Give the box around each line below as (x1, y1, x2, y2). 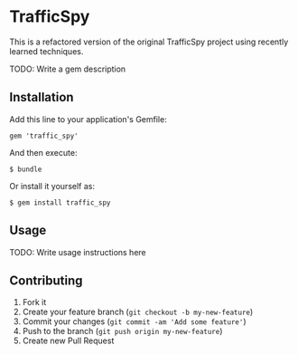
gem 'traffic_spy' (9, 131, 79, 140)
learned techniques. (9, 45, 84, 56)
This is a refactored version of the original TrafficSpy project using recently (9, 36, 289, 47)
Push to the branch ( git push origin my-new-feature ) (22, 326, 223, 337)
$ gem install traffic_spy (9, 197, 111, 207)
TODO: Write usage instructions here (9, 246, 146, 257)
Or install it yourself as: (9, 180, 95, 191)
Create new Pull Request (22, 335, 115, 346)
